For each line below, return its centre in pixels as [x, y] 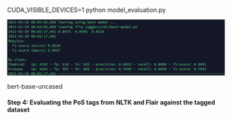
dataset [18, 110]
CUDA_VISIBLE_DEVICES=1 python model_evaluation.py [87, 10]
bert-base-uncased [35, 87]
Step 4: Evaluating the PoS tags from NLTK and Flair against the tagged [111, 102]
